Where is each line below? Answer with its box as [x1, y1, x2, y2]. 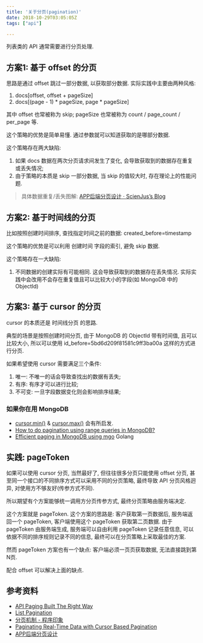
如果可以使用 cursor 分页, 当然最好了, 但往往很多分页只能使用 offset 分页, [6, 469, 189, 477]
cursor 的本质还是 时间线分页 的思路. [6, 319, 98, 326]
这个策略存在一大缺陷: [6, 256, 62, 262]
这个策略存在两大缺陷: [6, 144, 62, 152]
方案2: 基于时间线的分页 [6, 212, 96, 222]
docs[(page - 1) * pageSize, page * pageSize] [15, 98, 129, 106]
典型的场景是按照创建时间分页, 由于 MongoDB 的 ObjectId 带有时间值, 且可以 [6, 332, 197, 339]
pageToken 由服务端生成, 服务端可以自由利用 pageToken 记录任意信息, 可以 [6, 525, 194, 532]
